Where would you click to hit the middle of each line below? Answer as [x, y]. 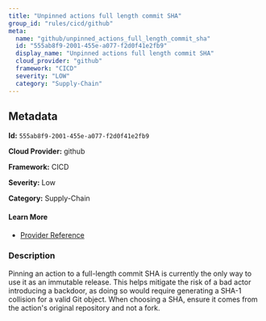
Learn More [28, 217]
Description [32, 256]
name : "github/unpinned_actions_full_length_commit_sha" [113, 38]
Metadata [33, 116]
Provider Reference [52, 234]
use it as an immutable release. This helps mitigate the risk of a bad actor [130, 282]
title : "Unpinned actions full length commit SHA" [95, 16]
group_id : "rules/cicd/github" [61, 23]
